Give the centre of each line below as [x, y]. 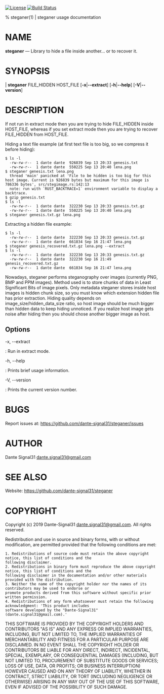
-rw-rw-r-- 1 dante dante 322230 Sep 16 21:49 [61, 259]
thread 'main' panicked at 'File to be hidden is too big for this [81, 176]
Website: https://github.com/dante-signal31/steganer [59, 491]
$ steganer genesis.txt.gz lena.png [43, 215]
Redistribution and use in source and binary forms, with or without [72, 539]
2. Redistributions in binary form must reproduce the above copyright [80, 567]
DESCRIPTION [35, 110]
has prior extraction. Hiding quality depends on [53, 298]
